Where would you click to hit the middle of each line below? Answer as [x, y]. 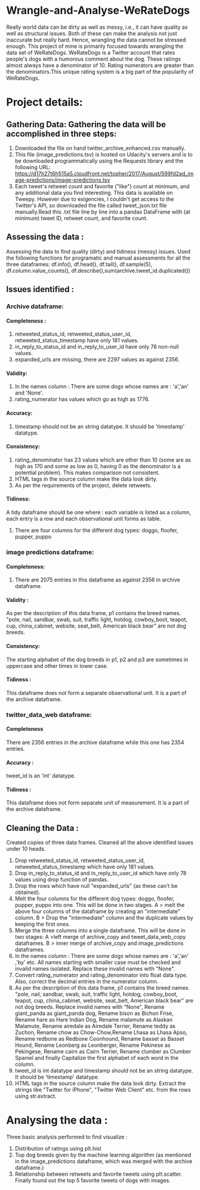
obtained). [27, 892]
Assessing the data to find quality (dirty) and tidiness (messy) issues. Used [99, 251]
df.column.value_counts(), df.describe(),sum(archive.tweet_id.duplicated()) [99, 270]
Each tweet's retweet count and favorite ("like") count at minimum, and [102, 186]
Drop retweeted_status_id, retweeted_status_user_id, [80, 860]
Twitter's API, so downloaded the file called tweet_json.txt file [91, 205]
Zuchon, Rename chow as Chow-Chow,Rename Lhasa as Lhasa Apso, [101, 1032]
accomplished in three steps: [61, 133]
